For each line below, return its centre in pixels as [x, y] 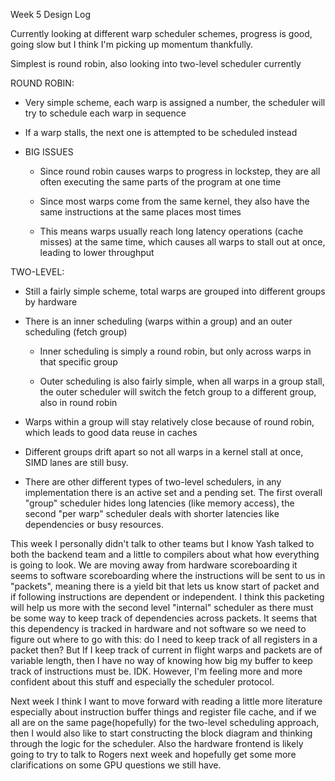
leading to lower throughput [97, 252]
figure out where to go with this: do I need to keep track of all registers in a [164, 639]
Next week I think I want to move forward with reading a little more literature [166, 701]
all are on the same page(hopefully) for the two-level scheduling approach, [165, 722]
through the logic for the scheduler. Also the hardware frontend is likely [157, 743]
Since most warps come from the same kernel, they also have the [174, 201]
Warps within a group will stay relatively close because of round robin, [169, 422]
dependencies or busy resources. [94, 524]
